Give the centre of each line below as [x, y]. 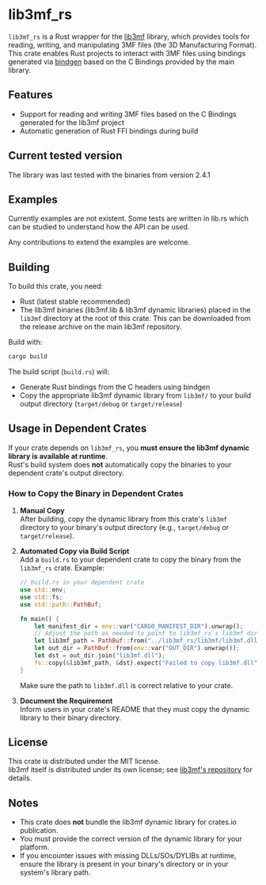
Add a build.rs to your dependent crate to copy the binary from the [130, 560]
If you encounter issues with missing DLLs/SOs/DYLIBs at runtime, [128, 856]
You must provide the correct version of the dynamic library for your [131, 839]
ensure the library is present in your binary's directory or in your [124, 864]
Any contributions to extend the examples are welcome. [99, 242]
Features [30, 95]
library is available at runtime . [58, 456]
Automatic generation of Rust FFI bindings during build [109, 130]
